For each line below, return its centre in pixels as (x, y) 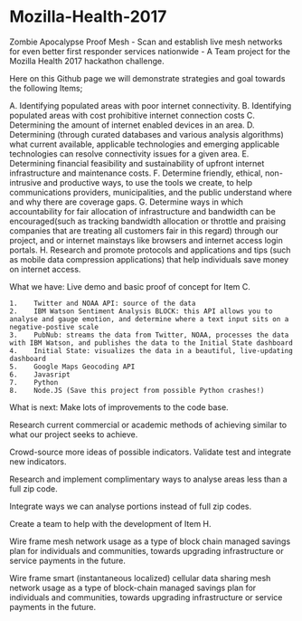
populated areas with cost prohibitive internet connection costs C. (132, 115)
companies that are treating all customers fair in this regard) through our (144, 230)
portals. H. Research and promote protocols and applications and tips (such (150, 250)
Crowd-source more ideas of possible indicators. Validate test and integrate (151, 452)
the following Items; (46, 88)
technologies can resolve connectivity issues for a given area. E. (129, 153)
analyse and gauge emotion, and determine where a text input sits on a (149, 319)
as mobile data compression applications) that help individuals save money (149, 259)
